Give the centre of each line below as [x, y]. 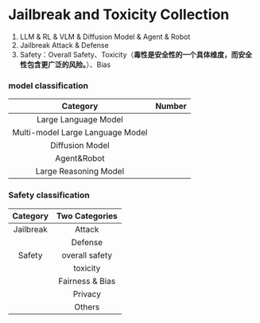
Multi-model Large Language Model [80, 133]
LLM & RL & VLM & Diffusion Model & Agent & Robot [105, 37]
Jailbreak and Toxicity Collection [119, 15]
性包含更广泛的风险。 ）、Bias [65, 64]
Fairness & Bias [87, 281]
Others [87, 306]
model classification [49, 85]
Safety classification [49, 195]
